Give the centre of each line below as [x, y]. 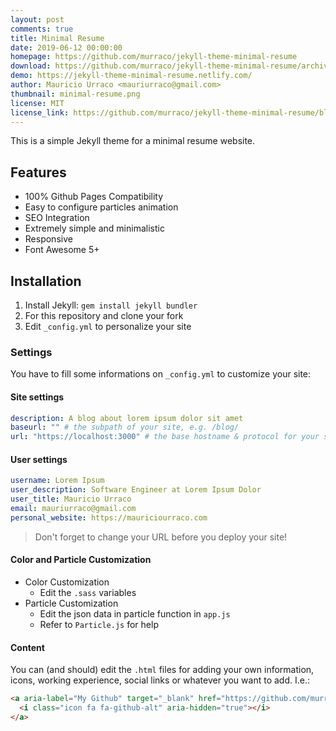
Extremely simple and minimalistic [94, 228]
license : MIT [37, 103]
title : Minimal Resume [57, 38]
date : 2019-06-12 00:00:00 [66, 47]
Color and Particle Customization [81, 560]
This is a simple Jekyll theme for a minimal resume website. [133, 141]
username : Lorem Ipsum [57, 481]
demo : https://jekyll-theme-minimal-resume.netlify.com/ [131, 76]
